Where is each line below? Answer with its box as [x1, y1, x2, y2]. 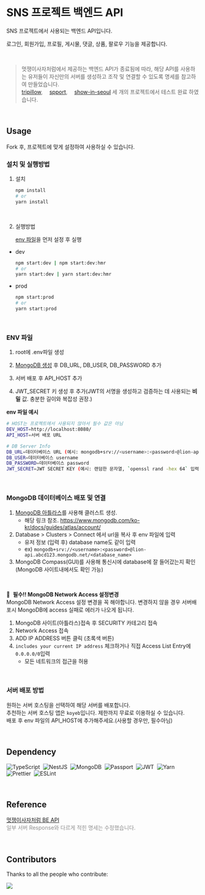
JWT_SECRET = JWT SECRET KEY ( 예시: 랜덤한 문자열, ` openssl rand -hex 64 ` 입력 [6, 466, 199, 472]
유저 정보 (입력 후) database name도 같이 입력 [24, 538, 136, 546]
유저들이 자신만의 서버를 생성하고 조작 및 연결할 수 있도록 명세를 [28, 73, 180, 80]
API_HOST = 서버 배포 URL [6, 432, 62, 438]
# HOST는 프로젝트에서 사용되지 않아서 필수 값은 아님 [6, 420, 124, 427]
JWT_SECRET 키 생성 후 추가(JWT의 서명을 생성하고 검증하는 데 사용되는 [15, 388, 191, 395]
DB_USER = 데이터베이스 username [6, 454, 78, 461]
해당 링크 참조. [24, 516, 59, 524]
